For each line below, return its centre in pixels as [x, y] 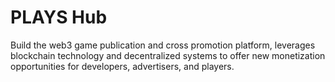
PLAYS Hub [59, 17]
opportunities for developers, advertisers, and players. [122, 66]
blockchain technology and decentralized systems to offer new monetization [168, 55]
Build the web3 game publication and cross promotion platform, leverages [163, 45]
